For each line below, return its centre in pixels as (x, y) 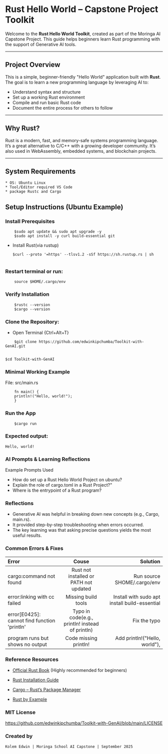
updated (81, 588)
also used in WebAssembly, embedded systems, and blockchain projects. (81, 151)
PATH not (81, 582)
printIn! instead (81, 623)
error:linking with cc (31, 597)
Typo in (81, 611)
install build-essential (135, 603)
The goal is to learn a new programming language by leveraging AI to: (77, 82)
